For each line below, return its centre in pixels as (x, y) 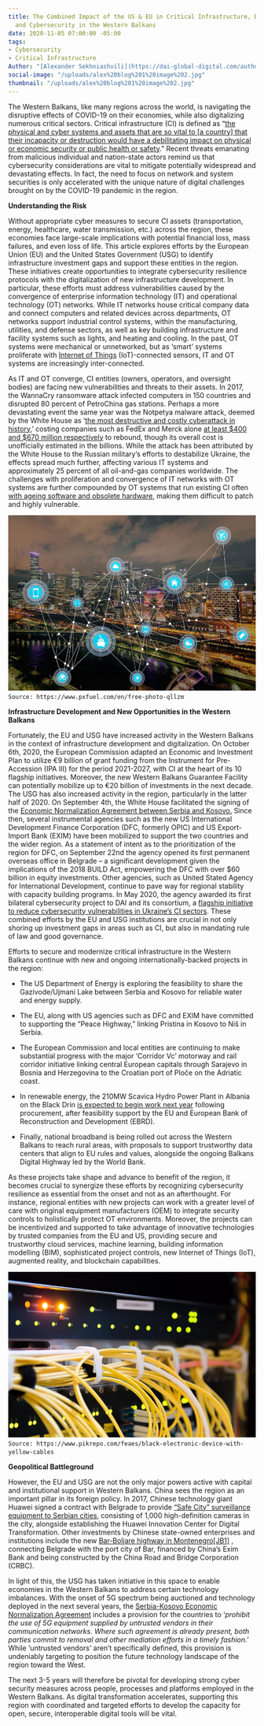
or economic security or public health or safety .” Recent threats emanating (129, 148)
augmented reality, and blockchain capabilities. (84, 1260)
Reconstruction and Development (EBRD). (87, 1121)
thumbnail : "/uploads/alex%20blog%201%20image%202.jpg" (101, 83)
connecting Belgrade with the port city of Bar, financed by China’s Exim (123, 1549)
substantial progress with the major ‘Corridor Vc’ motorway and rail (128, 1055)
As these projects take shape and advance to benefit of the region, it (119, 1177)
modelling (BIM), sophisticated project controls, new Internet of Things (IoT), (132, 1252)
